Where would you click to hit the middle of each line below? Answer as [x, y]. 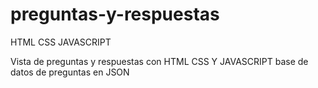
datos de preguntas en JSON [70, 72]
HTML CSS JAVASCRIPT [61, 42]
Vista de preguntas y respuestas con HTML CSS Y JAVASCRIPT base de [159, 61]
